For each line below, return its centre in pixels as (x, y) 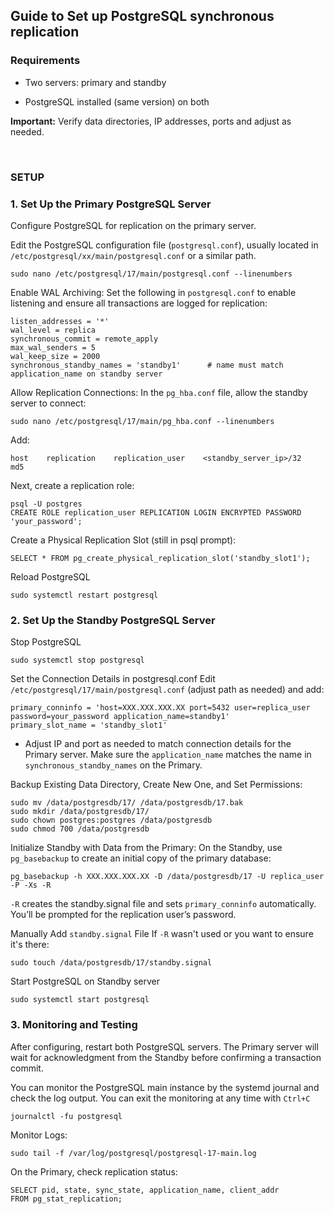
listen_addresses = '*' (60, 321)
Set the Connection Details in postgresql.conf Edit (113, 679)
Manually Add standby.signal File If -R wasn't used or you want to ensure (162, 934)
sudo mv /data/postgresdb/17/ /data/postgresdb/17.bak (127, 803)
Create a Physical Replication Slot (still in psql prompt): (123, 540)
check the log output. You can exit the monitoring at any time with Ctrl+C (160, 1098)
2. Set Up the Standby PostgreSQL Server (113, 620)
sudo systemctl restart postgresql (84, 595)
